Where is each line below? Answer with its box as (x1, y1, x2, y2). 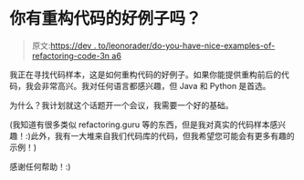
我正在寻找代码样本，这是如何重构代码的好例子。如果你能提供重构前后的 (9, 69, 281, 80)
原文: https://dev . (31, 40, 97, 51)
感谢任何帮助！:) (9, 161, 71, 172)
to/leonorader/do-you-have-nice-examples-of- (98, 40, 276, 51)
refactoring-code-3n (31, 50, 110, 61)
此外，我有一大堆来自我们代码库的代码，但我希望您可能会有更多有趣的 (30, 130, 295, 141)
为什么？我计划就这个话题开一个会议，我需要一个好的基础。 (9, 99, 234, 110)
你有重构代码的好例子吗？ (9, 8, 203, 29)
